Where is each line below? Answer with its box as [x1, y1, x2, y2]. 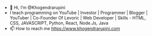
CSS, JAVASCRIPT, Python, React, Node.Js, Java [9, 20, 109, 26]
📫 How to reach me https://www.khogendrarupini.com [9, 26, 120, 31]
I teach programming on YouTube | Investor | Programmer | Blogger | [9, 10, 148, 16]
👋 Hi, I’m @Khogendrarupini [9, 5, 66, 10]
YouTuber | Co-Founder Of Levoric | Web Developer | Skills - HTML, [9, 15, 146, 20]
